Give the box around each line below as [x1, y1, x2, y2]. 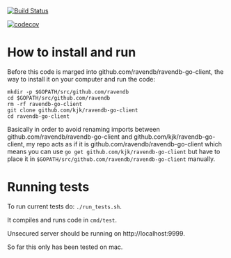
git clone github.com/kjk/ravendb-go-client [7, 107, 138, 114]
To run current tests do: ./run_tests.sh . [7, 202, 122, 211]
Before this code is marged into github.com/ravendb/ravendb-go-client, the [7, 67, 224, 76]
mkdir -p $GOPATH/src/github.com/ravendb [7, 88, 129, 96]
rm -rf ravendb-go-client [7, 100, 82, 107]
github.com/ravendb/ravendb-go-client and [7, 132, 132, 141]
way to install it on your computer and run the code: [7, 75, 155, 83]
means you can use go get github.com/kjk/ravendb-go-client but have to [7, 147, 221, 155]
